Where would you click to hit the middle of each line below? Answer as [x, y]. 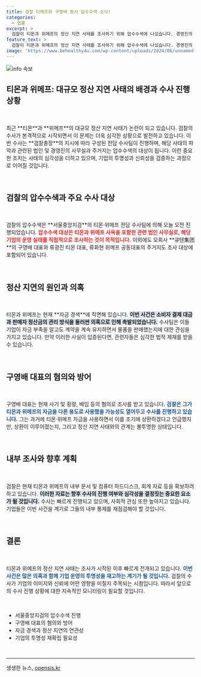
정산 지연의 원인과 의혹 [45, 287]
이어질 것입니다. [31, 165]
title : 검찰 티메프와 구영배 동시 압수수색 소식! [59, 12]
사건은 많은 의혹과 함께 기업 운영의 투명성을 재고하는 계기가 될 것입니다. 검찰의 [96, 576]
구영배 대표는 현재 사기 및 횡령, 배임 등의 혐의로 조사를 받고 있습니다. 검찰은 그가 [99, 404]
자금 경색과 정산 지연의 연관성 [49, 630]
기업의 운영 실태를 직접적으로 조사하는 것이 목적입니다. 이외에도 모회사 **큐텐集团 [100, 240]
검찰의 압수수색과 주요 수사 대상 [61, 198]
